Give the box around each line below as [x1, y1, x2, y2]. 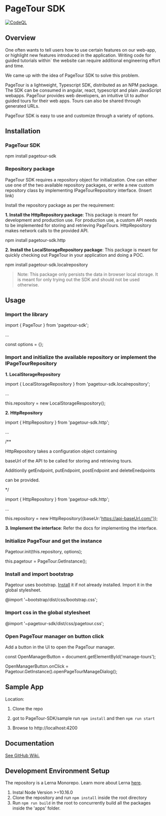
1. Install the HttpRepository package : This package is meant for [5, 212, 139, 218]
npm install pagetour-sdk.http [5, 237, 66, 243]
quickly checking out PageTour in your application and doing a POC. [5, 252, 144, 258]
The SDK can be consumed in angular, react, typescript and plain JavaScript [5, 87, 161, 93]
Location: [5, 696, 24, 702]
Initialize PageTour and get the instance [5, 537, 103, 544]
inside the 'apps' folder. [12, 805, 61, 811]
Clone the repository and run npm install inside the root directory [12, 795, 147, 801]
